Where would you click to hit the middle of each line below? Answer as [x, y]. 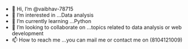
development [28, 33]
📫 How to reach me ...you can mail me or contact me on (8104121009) [97, 40]
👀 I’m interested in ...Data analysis [53, 15]
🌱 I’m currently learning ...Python [51, 21]
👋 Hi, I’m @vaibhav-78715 [42, 9]
